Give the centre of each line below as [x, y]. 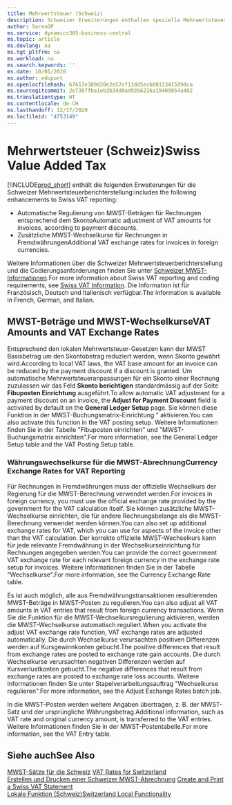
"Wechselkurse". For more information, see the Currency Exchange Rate [109, 575]
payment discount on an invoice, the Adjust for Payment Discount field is [112, 400]
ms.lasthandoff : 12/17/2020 [48, 110]
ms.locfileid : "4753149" [43, 116]
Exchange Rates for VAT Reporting [66, 471]
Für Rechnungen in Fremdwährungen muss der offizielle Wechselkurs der [112, 486]
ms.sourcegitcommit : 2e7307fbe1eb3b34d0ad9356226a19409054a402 [100, 91]
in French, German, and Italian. [51, 300]
